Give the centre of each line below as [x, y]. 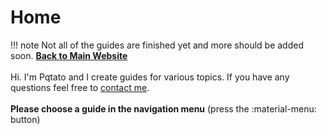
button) [25, 119]
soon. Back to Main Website [69, 55]
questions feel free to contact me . [80, 87]
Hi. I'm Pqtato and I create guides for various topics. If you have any [150, 77]
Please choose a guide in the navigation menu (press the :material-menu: [163, 108]
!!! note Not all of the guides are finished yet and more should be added [157, 45]
